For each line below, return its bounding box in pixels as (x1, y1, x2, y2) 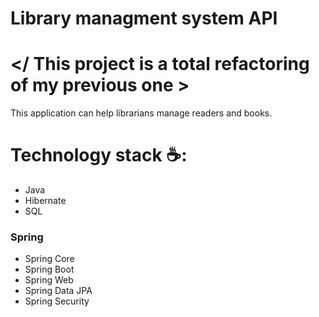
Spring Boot (24, 263, 75, 276)
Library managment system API (10, 7, 278, 30)
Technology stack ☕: (10, 144, 188, 167)
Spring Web (24, 274, 74, 286)
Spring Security (24, 295, 90, 307)
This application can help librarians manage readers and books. (10, 107, 273, 119)
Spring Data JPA (24, 285, 93, 297)
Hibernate (24, 195, 67, 207)
